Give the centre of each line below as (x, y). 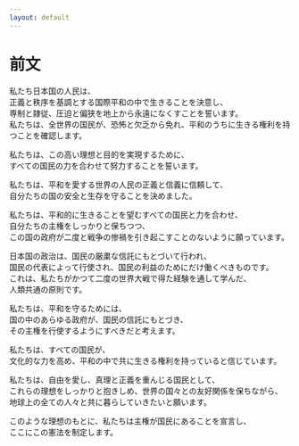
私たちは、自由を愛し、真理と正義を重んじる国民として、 (115, 379)
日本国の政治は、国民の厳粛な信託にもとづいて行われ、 (111, 256)
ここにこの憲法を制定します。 (64, 432)
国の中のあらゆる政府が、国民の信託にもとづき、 (99, 319)
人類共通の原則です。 (48, 289)
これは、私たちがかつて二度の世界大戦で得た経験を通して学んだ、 (130, 278)
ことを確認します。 (52, 136)
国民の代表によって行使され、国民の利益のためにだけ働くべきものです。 (141, 267)
